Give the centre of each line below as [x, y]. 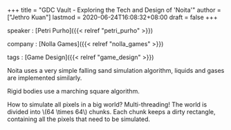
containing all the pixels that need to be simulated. [79, 119]
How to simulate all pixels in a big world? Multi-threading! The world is [107, 105]
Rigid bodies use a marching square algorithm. [73, 91]
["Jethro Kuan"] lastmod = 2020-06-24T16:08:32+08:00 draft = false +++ [112, 17]
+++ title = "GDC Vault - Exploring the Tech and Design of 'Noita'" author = [114, 10]
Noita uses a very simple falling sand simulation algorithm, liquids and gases [116, 71]
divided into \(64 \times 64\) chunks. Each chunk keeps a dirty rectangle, [111, 112]
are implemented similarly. [45, 78]
